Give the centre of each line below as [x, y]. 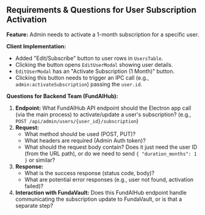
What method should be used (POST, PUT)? [80, 134]
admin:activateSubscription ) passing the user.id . [79, 84]
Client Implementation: [36, 46]
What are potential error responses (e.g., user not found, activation [109, 179]
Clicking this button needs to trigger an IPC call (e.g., [82, 77]
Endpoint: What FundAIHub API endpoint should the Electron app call [103, 108]
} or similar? [40, 160]
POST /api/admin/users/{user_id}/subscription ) [77, 121]
